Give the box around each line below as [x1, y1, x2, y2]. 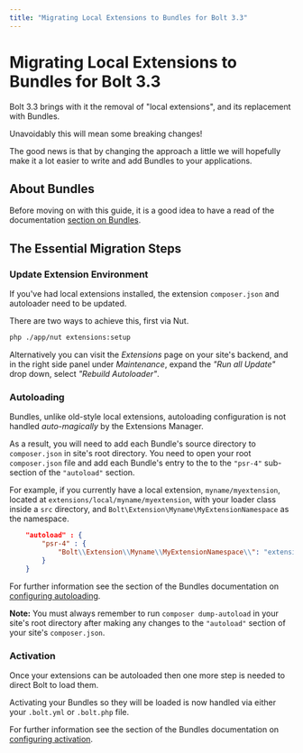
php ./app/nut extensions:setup [9, 333, 131, 343]
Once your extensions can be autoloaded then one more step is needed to [9, 669, 286, 681]
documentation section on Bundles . [9, 215, 142, 225]
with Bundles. [9, 110, 60, 122]
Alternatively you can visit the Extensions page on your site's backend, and [9, 349, 289, 360]
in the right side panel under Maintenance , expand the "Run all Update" [9, 358, 276, 370]
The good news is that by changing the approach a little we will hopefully [9, 145, 281, 156]
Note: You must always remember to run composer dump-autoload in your [9, 608, 280, 619]
